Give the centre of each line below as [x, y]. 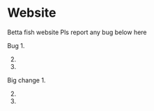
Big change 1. [26, 80]
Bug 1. [16, 45]
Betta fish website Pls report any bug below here [77, 32]
